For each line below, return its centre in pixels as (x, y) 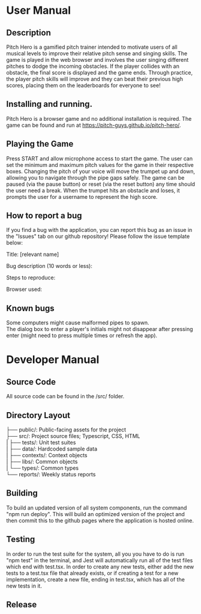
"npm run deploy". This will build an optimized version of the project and (95, 514)
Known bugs (31, 308)
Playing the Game (40, 144)
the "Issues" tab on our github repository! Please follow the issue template (98, 236)
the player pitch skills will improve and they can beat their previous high (94, 79)
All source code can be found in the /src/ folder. (65, 397)
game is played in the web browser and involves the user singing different (97, 60)
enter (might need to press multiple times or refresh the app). (82, 336)
